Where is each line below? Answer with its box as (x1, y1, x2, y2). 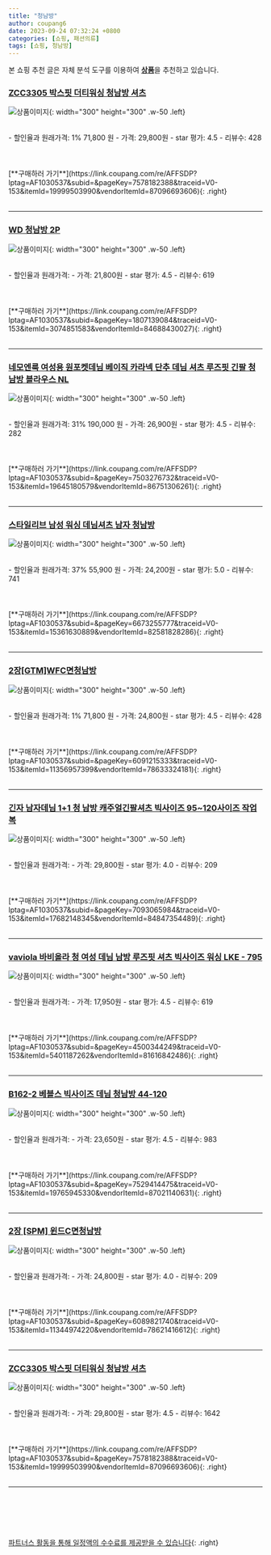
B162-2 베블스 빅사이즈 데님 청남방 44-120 (8, 1088, 168, 1100)
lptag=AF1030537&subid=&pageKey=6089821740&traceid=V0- (8, 1316, 219, 1326)
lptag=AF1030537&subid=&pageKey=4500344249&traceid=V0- (8, 1042, 222, 1052)
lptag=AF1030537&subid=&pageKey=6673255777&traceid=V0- (8, 619, 219, 628)
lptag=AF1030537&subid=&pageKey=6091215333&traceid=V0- (8, 755, 218, 765)
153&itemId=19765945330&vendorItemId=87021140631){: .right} (8, 1188, 223, 1198)
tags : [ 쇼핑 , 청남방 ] (8, 42, 73, 50)
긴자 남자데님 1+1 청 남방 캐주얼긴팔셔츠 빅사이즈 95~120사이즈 (8, 802, 240, 813)
